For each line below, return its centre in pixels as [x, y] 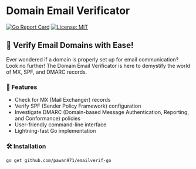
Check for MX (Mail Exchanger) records [62, 100]
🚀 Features [22, 87]
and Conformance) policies [48, 119]
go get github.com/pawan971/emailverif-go [59, 161]
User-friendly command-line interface [60, 125]
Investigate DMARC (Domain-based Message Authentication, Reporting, [102, 112]
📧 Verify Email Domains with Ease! [70, 45]
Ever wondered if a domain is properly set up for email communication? [92, 59]
